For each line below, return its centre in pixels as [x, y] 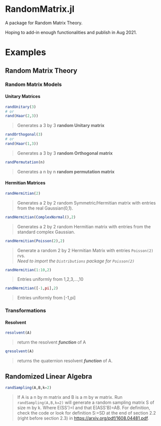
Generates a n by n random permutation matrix [66, 171]
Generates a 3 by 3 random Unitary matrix [61, 126]
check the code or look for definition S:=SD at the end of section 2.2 [86, 413]
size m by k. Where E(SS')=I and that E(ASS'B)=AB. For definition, [84, 407]
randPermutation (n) [25, 162]
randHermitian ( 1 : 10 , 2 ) [28, 270]
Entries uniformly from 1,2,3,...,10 [50, 279]
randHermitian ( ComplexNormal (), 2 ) [41, 217]
